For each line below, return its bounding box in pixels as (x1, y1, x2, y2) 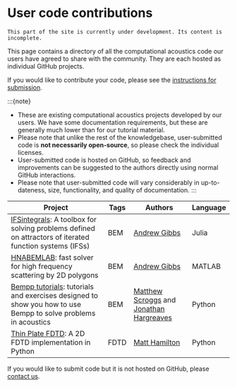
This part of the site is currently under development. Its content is (7, 28, 222, 35)
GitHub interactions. (17, 171, 76, 179)
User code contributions (7, 5, 153, 21)
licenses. (17, 148, 44, 156)
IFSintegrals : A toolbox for (11, 214, 97, 224)
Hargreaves (133, 313, 173, 323)
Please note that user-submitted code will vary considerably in (17, 178, 200, 187)
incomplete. (7, 34, 42, 42)
